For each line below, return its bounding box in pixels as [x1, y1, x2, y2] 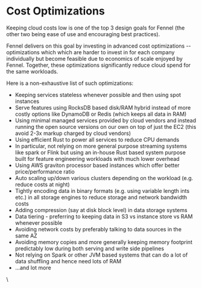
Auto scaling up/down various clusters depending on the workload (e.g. [14, 174, 194, 181]
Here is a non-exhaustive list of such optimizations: [6, 80, 134, 87]
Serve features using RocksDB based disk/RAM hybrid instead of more [14, 104, 191, 111]
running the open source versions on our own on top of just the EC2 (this [14, 123, 197, 130]
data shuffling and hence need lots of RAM [14, 257, 122, 265]
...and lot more [14, 264, 51, 271]
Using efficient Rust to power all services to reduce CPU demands [14, 136, 180, 143]
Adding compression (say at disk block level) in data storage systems [14, 206, 188, 213]
